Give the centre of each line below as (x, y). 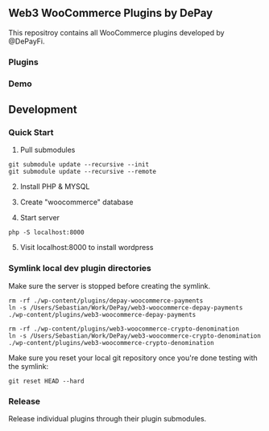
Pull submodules (48, 150)
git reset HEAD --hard (46, 381)
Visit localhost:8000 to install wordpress (87, 248)
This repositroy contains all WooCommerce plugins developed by (116, 32)
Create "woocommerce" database (77, 202)
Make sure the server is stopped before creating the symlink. (110, 285)
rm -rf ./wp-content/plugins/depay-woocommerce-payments (106, 301)
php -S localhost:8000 (46, 232)
